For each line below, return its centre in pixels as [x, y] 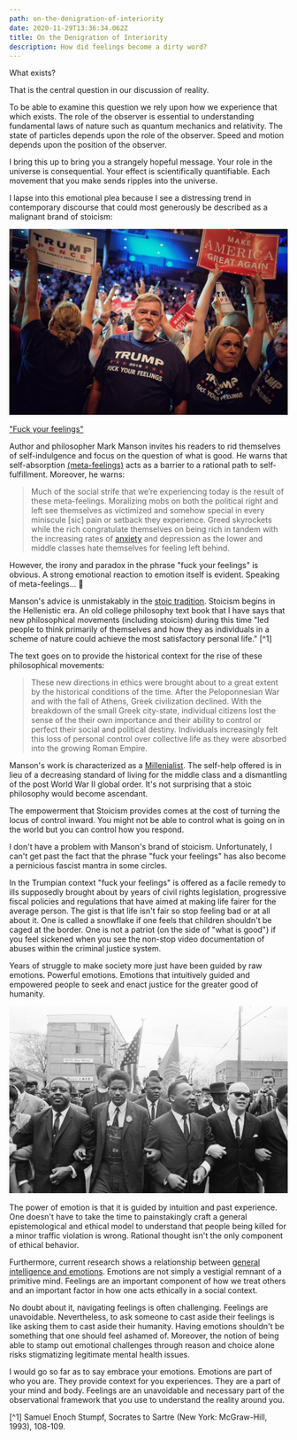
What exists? [32, 73]
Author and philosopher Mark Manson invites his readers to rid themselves [145, 446]
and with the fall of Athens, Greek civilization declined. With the [146, 701]
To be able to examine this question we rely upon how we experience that [143, 107]
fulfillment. [29, 474]
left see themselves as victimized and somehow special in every [148, 510]
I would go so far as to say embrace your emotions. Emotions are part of [141, 1372]
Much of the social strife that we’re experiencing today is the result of [157, 491]
